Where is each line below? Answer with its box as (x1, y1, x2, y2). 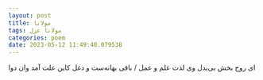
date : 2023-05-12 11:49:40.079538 (8, 41, 123, 49)
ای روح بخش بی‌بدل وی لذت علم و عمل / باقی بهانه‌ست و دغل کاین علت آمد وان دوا (8, 63, 256, 72)
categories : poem (8, 33, 66, 42)
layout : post (8, 11, 52, 20)
